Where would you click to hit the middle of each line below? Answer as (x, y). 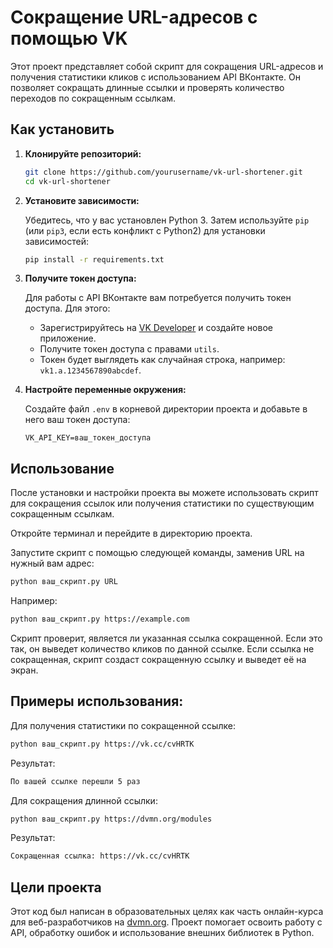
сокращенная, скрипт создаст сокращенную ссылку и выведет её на (158, 659)
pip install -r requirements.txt (94, 259)
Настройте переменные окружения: (105, 390)
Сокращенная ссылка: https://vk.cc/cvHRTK (100, 856)
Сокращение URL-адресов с (134, 17)
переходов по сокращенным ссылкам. (93, 98)
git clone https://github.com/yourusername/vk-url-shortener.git (163, 172)
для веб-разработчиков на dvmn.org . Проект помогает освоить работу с (166, 922)
